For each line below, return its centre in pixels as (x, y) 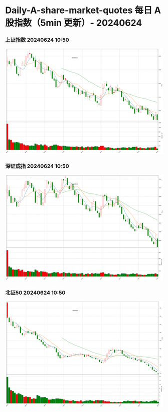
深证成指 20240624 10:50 (37, 166)
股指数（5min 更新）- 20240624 (74, 23)
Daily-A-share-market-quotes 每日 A (83, 10)
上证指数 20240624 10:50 (37, 40)
